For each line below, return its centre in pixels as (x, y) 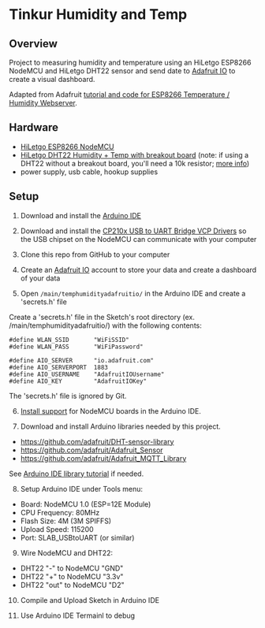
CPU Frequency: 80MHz (60, 512)
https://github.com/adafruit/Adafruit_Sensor (92, 450)
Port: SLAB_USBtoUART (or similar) (77, 537)
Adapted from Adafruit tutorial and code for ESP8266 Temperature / (119, 95)
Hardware (34, 128)
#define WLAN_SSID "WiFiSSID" (69, 340)
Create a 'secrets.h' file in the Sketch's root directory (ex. (102, 317)
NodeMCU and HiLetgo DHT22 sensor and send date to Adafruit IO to (122, 71)
